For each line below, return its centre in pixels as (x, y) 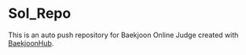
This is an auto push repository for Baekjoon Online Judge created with (123, 35)
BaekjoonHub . (31, 43)
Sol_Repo (40, 14)
